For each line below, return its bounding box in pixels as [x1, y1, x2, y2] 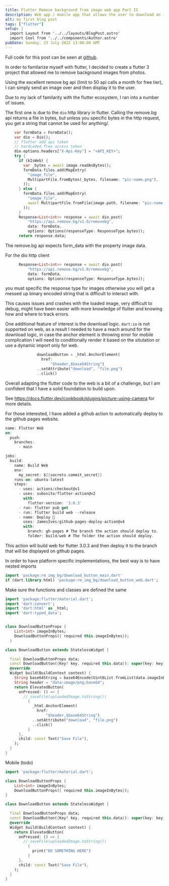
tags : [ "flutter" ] [5, 21, 44, 27]
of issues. [5, 100, 26, 106]
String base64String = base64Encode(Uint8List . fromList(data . [14, 675, 147, 680]
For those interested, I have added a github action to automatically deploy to [5, 410, 163, 416]
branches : [14, 440, 35, 445]
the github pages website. [5, 415, 59, 422]
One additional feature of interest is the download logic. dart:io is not [5, 321, 150, 327]
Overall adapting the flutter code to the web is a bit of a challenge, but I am [5, 380, 160, 386]
